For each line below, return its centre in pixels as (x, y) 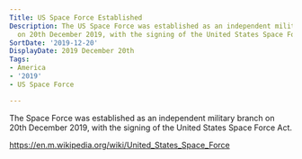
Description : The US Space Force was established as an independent (140, 26)
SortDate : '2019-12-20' (54, 43)
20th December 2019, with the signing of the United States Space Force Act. (151, 128)
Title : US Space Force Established (76, 18)
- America (28, 68)
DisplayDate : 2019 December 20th (72, 51)
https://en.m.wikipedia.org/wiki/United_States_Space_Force (120, 145)
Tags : (19, 59)
